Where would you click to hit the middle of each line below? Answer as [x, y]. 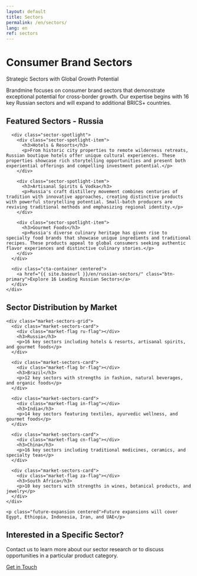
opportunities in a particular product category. [62, 555]
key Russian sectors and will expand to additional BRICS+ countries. [89, 103]
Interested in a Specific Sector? [65, 535]
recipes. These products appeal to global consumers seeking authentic [96, 243]
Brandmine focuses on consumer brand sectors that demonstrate [86, 90]
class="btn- [161, 274]
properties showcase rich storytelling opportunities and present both [96, 160]
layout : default [26, 11]
